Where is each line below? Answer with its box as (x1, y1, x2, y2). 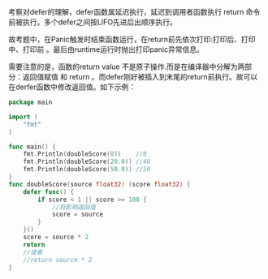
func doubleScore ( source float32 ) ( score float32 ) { (8, 180, 191, 188)
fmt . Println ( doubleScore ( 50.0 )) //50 (23, 165, 151, 174)
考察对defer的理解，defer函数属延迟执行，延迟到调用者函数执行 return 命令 (8, 7, 261, 16)
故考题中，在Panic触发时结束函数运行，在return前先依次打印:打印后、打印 (8, 35, 256, 44)
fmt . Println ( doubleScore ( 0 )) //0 (23, 150, 148, 158)
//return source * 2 (23, 255, 93, 264)
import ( (8, 113, 38, 121)
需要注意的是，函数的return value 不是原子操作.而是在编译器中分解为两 (8, 62, 245, 71)
